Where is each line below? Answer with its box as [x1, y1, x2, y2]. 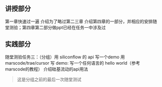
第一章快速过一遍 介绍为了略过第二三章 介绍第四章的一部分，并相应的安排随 [5, 18, 157, 24]
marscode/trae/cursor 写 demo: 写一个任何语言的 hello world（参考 [5, 60, 141, 66]
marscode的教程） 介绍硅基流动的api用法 [5, 66, 88, 72]
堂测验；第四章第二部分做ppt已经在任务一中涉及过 [5, 24, 106, 30]
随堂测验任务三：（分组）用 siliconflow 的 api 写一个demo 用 [5, 54, 125, 60]
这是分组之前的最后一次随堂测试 [17, 76, 81, 82]
